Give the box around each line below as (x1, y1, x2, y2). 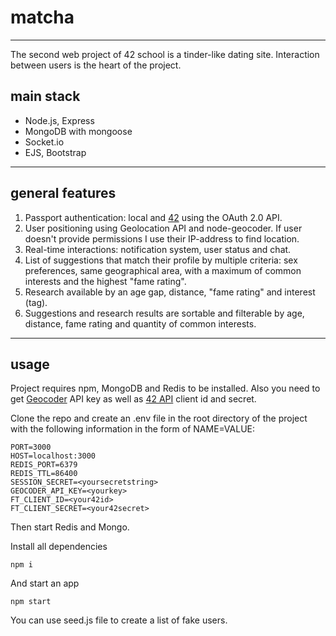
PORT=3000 (10, 442, 52, 453)
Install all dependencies (10, 541, 108, 553)
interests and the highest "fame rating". (24, 275, 187, 287)
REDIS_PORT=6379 (10, 460, 78, 470)
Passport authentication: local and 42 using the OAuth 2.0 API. (24, 211, 283, 223)
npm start (10, 597, 52, 607)
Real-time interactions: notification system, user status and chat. (24, 243, 292, 255)
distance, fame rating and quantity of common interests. (24, 317, 257, 330)
